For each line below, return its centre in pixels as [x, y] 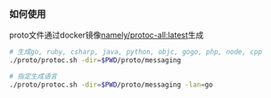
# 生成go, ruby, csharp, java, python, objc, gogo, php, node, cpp [136, 52]
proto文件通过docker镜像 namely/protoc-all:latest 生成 [107, 35]
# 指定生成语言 [33, 77]
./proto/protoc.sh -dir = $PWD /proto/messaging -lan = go [111, 85]
